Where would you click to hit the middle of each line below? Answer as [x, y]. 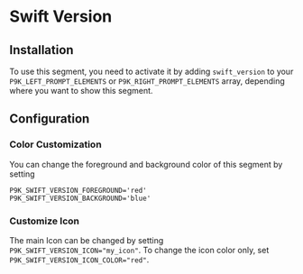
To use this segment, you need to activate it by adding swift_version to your [151, 71]
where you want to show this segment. [81, 91]
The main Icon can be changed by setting [87, 240]
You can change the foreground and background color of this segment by [146, 164]
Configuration [50, 119]
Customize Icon [44, 221]
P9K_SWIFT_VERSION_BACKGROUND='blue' [80, 198]
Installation [41, 50]
